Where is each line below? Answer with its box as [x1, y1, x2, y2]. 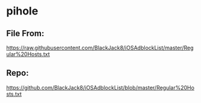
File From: [6, 28, 45, 39]
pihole [6, 4, 39, 18]
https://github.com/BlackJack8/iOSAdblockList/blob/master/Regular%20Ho [6, 84, 195, 91]
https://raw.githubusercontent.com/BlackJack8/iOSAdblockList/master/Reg [6, 44, 194, 51]
